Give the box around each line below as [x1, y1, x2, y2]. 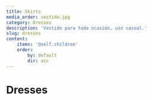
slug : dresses [6, 31, 42, 36]
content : [6, 36, 28, 42]
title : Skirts [6, 8, 42, 15]
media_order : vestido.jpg [6, 14, 70, 20]
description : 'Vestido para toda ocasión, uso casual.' [6, 25, 147, 31]
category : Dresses [6, 19, 52, 25]
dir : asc [27, 58, 49, 64]
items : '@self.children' [17, 42, 78, 48]
